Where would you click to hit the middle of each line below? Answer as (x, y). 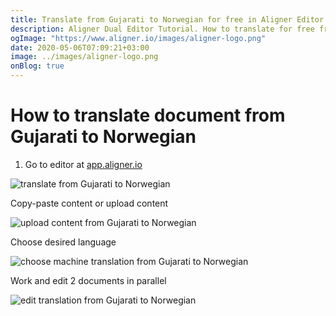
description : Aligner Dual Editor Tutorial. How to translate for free (162, 29)
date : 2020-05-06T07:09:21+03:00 (80, 47)
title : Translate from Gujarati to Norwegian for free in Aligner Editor (167, 19)
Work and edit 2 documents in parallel (88, 280)
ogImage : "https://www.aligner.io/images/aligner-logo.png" (138, 38)
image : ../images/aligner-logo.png (84, 57)
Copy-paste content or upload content (89, 203)
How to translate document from (148, 115)
